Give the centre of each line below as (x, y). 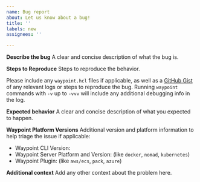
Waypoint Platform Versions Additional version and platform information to (100, 130)
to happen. (20, 118)
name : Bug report (28, 12)
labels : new (21, 29)
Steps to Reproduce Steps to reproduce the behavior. (73, 69)
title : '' (19, 23)
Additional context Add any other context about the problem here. (89, 173)
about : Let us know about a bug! (48, 18)
